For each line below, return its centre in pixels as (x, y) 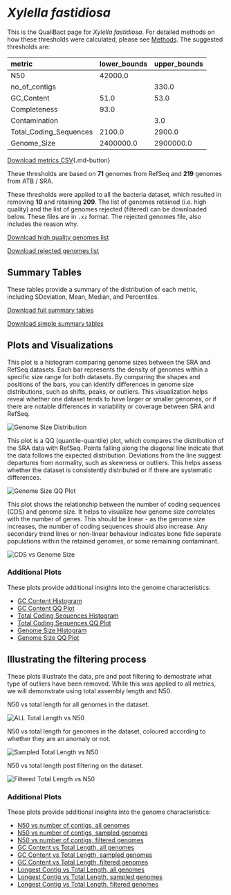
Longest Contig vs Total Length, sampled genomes (90, 877)
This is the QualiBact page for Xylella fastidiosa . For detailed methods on (111, 32)
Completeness (34, 109)
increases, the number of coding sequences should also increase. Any (108, 526)
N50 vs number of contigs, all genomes (73, 825)
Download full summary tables (50, 310)
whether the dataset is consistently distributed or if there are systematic (110, 470)
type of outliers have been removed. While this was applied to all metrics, (112, 684)
